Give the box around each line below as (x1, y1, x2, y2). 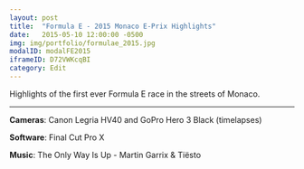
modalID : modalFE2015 (9, 47, 91, 56)
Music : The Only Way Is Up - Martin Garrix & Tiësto (9, 149, 202, 160)
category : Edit (9, 64, 67, 73)
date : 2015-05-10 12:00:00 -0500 (9, 30, 144, 39)
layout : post (9, 13, 59, 23)
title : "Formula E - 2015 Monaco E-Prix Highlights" (9, 22, 217, 31)
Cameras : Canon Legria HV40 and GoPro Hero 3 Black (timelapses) (9, 114, 262, 125)
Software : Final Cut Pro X (9, 132, 105, 143)
